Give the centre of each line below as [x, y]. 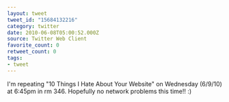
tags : [15, 58]
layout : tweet [27, 13]
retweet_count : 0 [32, 52]
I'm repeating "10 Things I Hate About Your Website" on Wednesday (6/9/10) [114, 84]
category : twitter [33, 26]
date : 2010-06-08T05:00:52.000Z [53, 33]
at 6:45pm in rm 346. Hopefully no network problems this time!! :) [99, 91]
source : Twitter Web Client [47, 39]
